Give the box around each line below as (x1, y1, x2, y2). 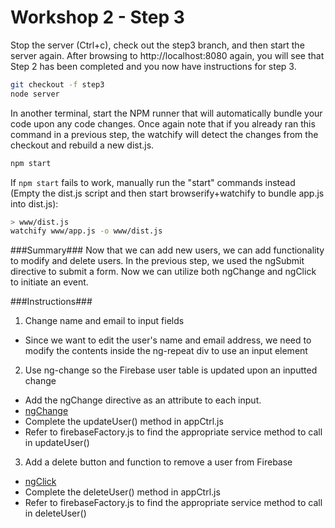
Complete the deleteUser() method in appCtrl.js (24, 486, 221, 498)
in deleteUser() (24, 507, 87, 520)
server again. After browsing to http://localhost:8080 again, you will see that (10, 49, 325, 61)
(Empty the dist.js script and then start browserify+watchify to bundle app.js (10, 187, 325, 199)
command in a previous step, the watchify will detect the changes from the (10, 128, 319, 140)
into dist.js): (10, 197, 59, 210)
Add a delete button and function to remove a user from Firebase (24, 456, 293, 468)
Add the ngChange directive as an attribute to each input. (24, 394, 262, 406)
